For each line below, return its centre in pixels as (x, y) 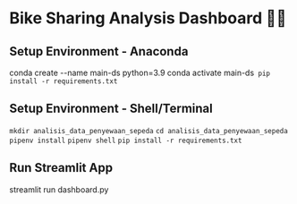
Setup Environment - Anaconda (99, 51)
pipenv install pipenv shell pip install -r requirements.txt (126, 140)
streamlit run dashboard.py (59, 189)
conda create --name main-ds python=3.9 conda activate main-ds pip (140, 72)
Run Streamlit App (61, 168)
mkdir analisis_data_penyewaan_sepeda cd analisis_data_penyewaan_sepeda (148, 131)
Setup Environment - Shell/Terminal (111, 109)
